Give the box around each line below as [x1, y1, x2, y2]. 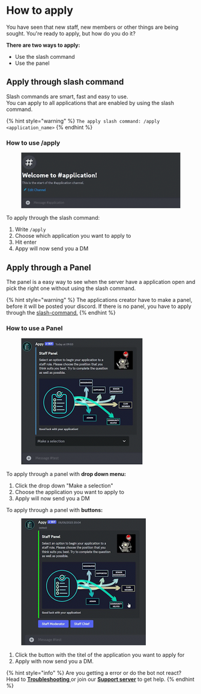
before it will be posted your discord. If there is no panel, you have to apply [6, 303, 192, 310]
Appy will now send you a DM [14, 245, 89, 252]
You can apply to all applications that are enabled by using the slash [6, 99, 175, 106]
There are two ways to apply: [6, 41, 80, 49]
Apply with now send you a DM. [14, 657, 94, 665]
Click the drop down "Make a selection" [14, 481, 113, 489]
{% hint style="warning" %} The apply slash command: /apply [6, 117, 160, 124]
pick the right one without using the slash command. [6, 285, 136, 292]
